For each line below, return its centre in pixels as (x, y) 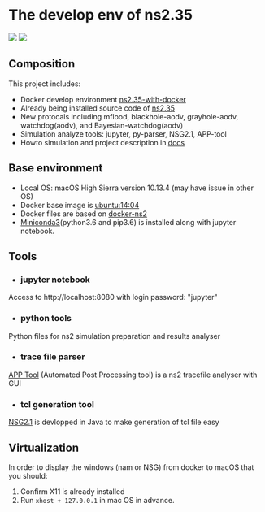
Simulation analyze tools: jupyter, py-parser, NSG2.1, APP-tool (124, 134)
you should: (28, 475)
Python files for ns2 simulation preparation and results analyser (115, 336)
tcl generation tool (57, 404)
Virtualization (44, 447)
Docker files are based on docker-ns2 (84, 214)
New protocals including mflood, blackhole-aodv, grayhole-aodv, (129, 116)
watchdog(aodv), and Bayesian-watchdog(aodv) (102, 125)
